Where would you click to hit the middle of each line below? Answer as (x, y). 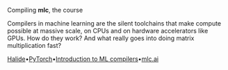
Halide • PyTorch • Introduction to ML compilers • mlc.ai (83, 59)
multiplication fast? (34, 45)
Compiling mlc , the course (45, 10)
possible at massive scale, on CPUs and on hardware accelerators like (108, 31)
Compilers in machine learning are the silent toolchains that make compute (114, 23)
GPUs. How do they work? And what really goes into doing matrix (101, 38)
